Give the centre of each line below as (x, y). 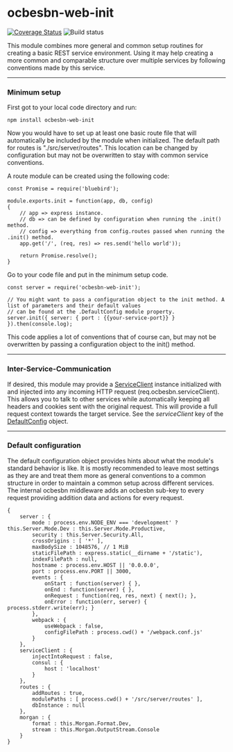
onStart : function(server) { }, (92, 583)
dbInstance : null (59, 705)
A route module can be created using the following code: (88, 176)
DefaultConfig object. (38, 421)
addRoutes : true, (59, 693)
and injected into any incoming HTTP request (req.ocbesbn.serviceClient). (113, 392)
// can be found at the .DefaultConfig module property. (91, 312)
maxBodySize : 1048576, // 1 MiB (80, 547)
